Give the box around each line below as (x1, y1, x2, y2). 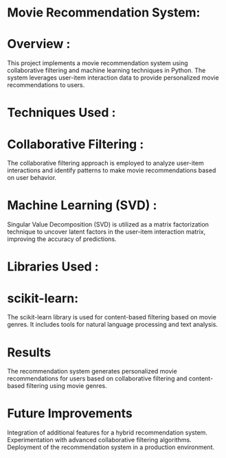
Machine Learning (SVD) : (7, 198, 157, 214)
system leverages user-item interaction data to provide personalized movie (7, 73, 219, 82)
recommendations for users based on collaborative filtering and (7, 374, 188, 382)
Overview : (7, 36, 71, 52)
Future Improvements (7, 406, 133, 422)
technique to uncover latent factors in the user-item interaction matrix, (7, 228, 206, 236)
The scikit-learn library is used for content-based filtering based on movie (7, 313, 216, 321)
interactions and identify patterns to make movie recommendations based (7, 166, 216, 174)
